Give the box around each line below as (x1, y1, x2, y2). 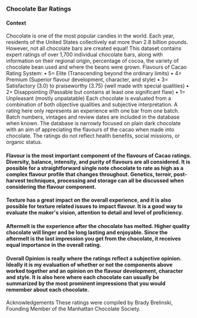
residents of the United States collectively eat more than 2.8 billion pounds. (6, 39, 188, 46)
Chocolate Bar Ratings (6, 5, 72, 13)
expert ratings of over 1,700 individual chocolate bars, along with (6, 51, 163, 58)
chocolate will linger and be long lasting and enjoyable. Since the (6, 229, 168, 236)
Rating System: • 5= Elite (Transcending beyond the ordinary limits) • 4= (6, 70, 182, 77)
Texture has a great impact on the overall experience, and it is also (6, 196, 172, 204)
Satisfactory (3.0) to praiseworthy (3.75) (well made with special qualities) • (6, 82, 189, 89)
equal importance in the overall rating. (6, 241, 102, 248)
